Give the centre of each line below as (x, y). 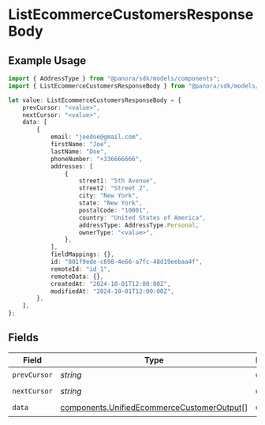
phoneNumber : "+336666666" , (97, 159)
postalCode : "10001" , (114, 210)
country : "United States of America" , (142, 218)
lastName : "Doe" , (79, 152)
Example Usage (47, 60)
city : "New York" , (109, 196)
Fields (24, 338)
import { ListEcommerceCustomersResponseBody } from (97, 86)
